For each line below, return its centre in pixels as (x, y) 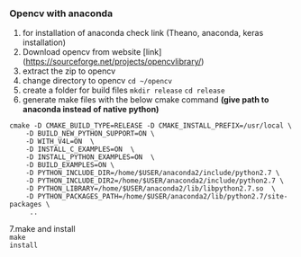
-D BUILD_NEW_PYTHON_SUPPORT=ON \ (90, 134)
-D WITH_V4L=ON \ (60, 142)
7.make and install (42, 229)
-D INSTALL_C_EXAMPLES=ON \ (80, 150)
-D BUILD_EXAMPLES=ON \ (70, 165)
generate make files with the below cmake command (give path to (146, 100)
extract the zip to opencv (69, 71)
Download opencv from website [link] (92, 52)
